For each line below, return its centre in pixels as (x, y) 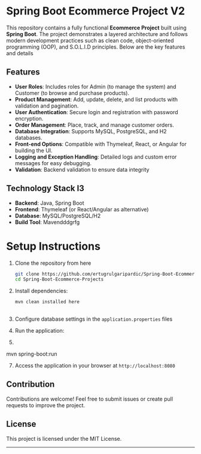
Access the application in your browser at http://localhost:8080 (95, 365)
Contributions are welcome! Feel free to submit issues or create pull (90, 399)
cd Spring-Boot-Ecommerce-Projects (59, 280)
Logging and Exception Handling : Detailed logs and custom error (96, 157)
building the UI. (33, 150)
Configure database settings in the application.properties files (94, 319)
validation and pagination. (47, 106)
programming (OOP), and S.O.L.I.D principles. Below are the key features (96, 47)
